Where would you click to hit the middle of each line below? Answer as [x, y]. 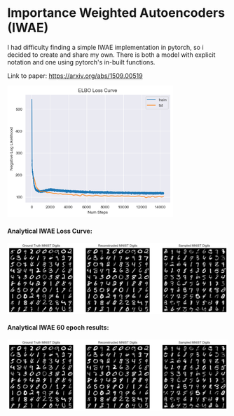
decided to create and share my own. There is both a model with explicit [111, 55]
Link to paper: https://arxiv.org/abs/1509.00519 [75, 76]
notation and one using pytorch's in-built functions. [81, 62]
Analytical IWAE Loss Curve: [50, 231]
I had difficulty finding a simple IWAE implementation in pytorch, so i [106, 47]
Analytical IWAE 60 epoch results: [58, 328]
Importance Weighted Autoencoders [116, 13]
